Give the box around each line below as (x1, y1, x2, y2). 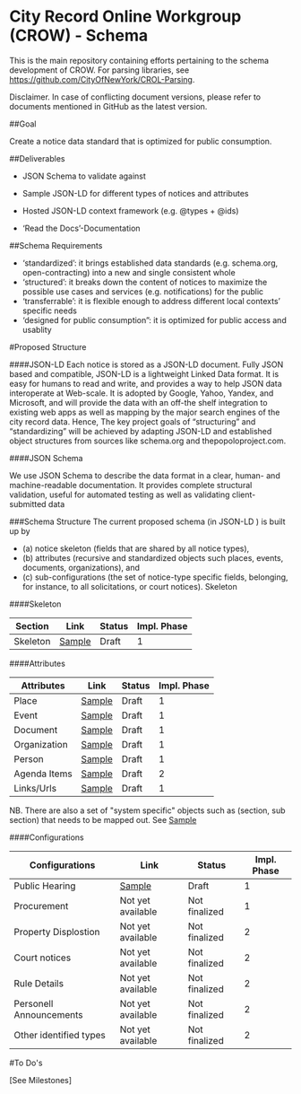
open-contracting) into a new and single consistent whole (21, 267, 236, 277)
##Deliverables (9, 153, 65, 163)
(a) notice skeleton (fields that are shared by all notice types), (21, 543, 250, 554)
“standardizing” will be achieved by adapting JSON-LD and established (9, 425, 272, 436)
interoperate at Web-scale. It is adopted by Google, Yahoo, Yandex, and (9, 388, 274, 398)
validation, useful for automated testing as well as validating (9, 489, 230, 500)
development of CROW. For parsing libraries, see (9, 65, 190, 75)
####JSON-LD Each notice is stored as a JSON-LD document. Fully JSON (9, 359, 284, 370)
